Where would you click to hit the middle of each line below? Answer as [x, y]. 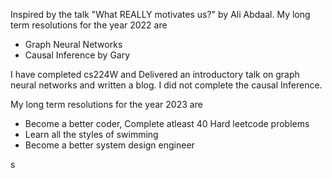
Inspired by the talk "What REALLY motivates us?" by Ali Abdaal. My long [160, 14]
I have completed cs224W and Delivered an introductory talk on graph [155, 74]
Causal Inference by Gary [77, 55]
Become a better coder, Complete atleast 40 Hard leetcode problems [167, 123]
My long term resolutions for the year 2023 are [106, 104]
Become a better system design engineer [109, 145]
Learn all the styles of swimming [91, 134]
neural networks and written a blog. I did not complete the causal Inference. [166, 85]
